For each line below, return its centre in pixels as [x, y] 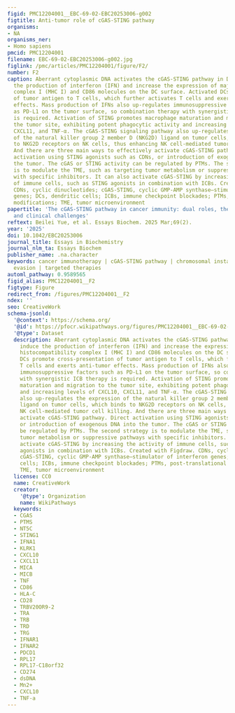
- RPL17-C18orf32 [39, 666]
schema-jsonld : [29, 314]
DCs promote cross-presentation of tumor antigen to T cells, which [122, 359]
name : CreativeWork [42, 483]
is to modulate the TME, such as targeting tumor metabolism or [109, 170]
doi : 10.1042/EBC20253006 [45, 236]
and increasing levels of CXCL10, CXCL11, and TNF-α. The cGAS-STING [123, 392]
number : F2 [23, 72]
